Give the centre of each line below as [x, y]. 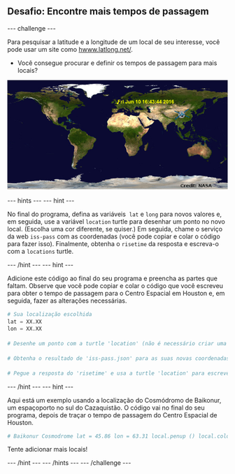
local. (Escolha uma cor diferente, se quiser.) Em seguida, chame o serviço [115, 229]
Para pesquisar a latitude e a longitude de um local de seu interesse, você [114, 42]
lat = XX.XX [24, 322]
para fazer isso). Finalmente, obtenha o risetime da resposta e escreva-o [113, 243]
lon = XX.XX [24, 329]
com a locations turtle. [41, 251]
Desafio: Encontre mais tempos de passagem [108, 12]
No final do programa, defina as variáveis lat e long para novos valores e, [115, 214]
